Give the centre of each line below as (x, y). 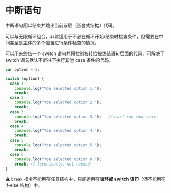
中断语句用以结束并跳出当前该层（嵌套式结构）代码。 (61, 25)
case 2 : (18, 98)
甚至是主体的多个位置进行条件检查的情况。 (54, 43)
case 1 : (18, 84)
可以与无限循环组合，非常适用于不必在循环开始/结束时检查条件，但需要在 (82, 36)
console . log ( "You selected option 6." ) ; (58, 159)
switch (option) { (25, 79)
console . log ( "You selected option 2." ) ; (58, 102)
